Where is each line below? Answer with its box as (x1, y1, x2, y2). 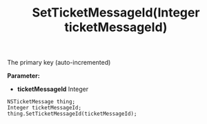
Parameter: (7, 72, 40, 80)
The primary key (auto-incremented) (7, 59, 111, 67)
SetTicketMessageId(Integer (32, 5, 200, 21)
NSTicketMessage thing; (7, 99, 76, 105)
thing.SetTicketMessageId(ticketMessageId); (7, 110, 137, 118)
